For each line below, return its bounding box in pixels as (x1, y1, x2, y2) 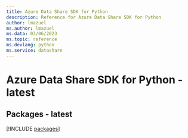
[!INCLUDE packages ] (6, 125, 60, 132)
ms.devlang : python (6, 42, 55, 48)
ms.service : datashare (6, 48, 63, 54)
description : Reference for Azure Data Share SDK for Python (6, 14, 162, 20)
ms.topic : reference (6, 36, 58, 42)
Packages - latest (6, 109, 73, 120)
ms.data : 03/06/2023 (6, 31, 58, 37)
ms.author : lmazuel (6, 25, 55, 32)
